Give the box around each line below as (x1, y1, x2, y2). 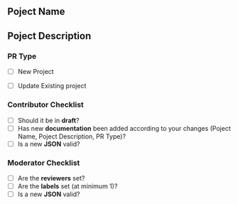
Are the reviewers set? (17, 173, 85, 182)
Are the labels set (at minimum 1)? (17, 182, 118, 190)
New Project (17, 68, 55, 76)
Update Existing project (17, 82, 87, 90)
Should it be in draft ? (17, 116, 80, 124)
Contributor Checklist (7, 100, 84, 109)
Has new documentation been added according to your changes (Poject (17, 124, 231, 132)
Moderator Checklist (7, 158, 80, 168)
